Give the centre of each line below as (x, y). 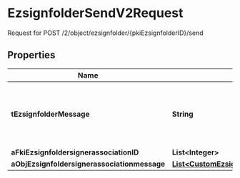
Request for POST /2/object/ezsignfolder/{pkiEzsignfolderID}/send (105, 33)
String (183, 114)
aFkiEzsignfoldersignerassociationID (75, 152)
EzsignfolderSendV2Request (95, 13)
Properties (31, 55)
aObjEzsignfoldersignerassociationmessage (88, 164)
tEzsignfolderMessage (50, 114)
